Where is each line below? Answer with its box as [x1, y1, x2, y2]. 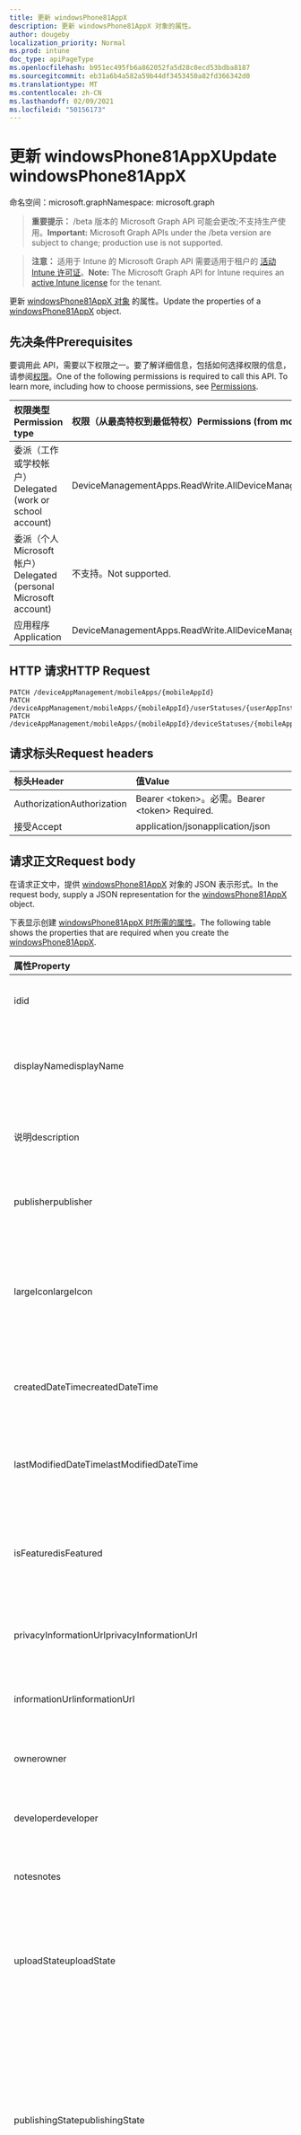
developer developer [13, 1812, 99, 1824]
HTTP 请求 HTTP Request [9, 664, 150, 679]
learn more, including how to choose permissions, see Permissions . [9, 381, 259, 392]
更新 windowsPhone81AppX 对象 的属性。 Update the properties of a [9, 296, 262, 306]
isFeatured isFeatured [13, 1547, 103, 1559]
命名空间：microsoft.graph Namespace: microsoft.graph [9, 197, 215, 207]
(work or [13, 494, 50, 506]
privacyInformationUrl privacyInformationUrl [13, 1629, 198, 1642]
